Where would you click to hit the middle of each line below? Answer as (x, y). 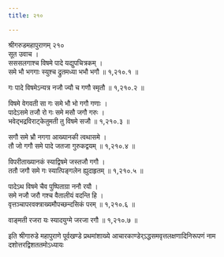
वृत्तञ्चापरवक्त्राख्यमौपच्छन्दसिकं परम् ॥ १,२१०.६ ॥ (72, 204)
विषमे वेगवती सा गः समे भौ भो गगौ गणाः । (58, 103)
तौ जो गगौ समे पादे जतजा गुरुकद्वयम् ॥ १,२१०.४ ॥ (72, 146)
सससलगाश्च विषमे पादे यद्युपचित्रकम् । (56, 62)
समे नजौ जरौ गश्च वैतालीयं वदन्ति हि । (56, 195)
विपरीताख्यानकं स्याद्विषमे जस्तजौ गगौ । (57, 161)
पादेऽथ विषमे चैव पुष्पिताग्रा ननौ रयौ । (53, 186)
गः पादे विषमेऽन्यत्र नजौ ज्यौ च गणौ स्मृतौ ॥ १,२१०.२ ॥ (76, 87)
